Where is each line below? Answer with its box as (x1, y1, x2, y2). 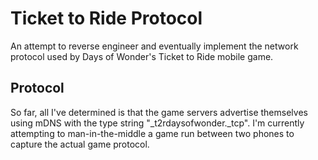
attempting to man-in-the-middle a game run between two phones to (10, 127, 295, 139)
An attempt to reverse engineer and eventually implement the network (10, 40, 299, 52)
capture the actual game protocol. (10, 138, 150, 150)
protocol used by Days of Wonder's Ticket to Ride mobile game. (10, 50, 274, 62)
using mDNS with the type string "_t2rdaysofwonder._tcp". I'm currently (10, 117, 305, 129)
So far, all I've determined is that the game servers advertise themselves (10, 106, 308, 118)
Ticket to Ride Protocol (10, 7, 203, 30)
